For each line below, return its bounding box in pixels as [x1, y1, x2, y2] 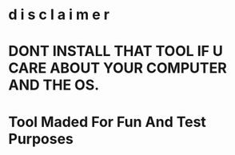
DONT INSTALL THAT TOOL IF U [8, 42, 224, 61]
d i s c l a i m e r [8, 6, 110, 24]
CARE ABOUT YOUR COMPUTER [8, 59, 228, 77]
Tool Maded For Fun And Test [8, 113, 206, 131]
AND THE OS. [8, 76, 100, 94]
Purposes [8, 129, 74, 148]
